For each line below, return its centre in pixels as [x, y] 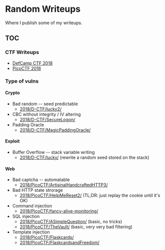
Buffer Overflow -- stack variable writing [53, 152]
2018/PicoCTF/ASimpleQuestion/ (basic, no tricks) [71, 222]
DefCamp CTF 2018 [32, 63]
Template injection [31, 232]
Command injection [32, 206]
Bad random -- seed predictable [45, 104]
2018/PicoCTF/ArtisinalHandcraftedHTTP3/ [63, 185]
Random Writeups [43, 9]
